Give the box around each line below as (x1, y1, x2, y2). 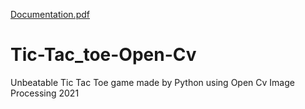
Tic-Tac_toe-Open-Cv (10, 44, 197, 66)
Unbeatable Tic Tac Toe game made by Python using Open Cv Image (10, 76, 295, 88)
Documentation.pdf (10, 9, 90, 20)
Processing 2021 (10, 87, 80, 99)
